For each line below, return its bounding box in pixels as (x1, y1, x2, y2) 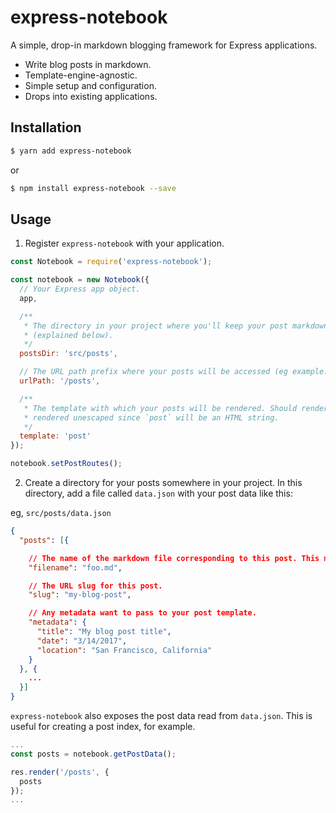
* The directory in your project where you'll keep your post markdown (23, 321, 329, 331)
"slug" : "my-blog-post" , (28, 590, 132, 600)
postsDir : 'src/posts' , (19, 349, 118, 359)
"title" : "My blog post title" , (36, 627, 172, 637)
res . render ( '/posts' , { (10, 767, 110, 777)
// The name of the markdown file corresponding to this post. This (28, 553, 320, 563)
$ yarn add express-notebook (10, 146, 132, 156)
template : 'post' (19, 431, 92, 441)
